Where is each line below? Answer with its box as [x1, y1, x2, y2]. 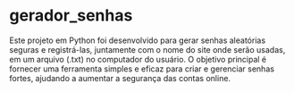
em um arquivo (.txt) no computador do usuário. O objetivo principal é [9, 54, 266, 64]
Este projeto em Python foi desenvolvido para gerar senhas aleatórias [9, 35, 266, 46]
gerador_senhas [9, 5, 133, 26]
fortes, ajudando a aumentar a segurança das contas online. [9, 72, 231, 83]
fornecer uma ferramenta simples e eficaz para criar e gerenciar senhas [9, 63, 275, 74]
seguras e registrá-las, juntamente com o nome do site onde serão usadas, [9, 44, 286, 54]
